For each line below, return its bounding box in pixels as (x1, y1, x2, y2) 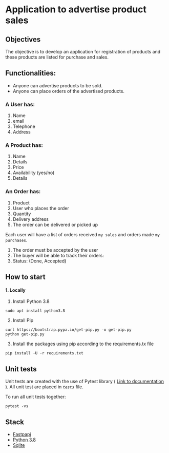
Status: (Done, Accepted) (12, 258, 67, 264)
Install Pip (12, 317, 34, 324)
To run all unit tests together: (5, 394, 66, 400)
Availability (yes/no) (12, 169, 55, 176)
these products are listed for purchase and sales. (5, 54, 109, 60)
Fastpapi (12, 431, 32, 437)
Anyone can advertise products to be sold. (12, 82, 103, 88)
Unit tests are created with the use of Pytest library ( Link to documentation (5, 379, 164, 385)
